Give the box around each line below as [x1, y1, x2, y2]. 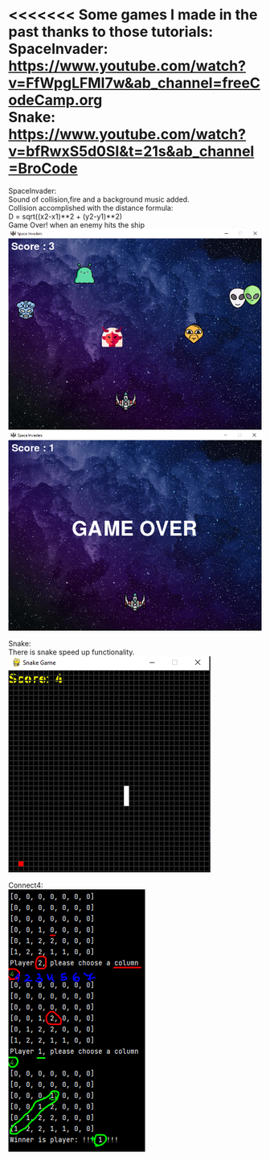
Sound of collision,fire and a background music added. [8, 195, 190, 204]
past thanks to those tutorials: [8, 23, 214, 41]
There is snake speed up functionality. [8, 647, 135, 657]
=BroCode [8, 159, 78, 178]
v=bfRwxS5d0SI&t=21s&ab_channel [8, 142, 255, 161]
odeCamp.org [8, 91, 103, 109]
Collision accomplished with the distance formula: [8, 203, 174, 212]
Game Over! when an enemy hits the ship [8, 219, 145, 230]
